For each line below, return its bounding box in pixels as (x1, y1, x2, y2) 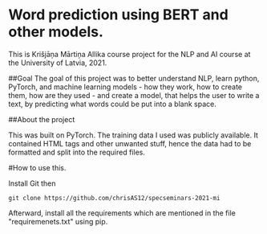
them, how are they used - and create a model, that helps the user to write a (8, 90, 260, 100)
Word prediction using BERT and (8, 6, 229, 24)
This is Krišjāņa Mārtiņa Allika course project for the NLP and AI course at (8, 49, 251, 59)
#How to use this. (8, 162, 67, 172)
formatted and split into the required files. (8, 147, 146, 157)
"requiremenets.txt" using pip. (8, 216, 108, 226)
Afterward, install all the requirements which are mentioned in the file (8, 207, 237, 218)
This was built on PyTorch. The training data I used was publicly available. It (8, 130, 259, 140)
